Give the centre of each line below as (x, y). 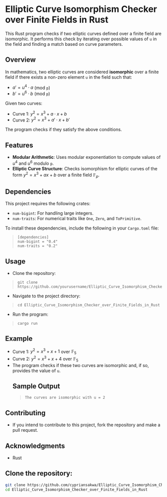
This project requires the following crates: (48, 204)
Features (19, 145)
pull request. (25, 430)
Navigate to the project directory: (46, 296)
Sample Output (36, 386)
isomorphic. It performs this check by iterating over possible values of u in (81, 39)
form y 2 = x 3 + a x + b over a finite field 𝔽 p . (56, 175)
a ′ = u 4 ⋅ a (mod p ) (31, 87)
